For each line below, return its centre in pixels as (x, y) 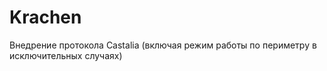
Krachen (45, 17)
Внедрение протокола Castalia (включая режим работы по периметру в (163, 45)
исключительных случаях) (66, 55)
